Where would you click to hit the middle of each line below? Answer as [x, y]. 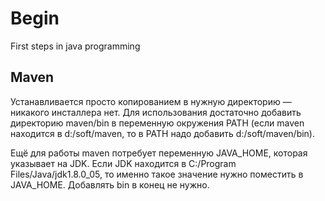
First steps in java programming [75, 46]
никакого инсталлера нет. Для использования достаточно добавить [156, 112]
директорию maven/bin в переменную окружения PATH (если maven [157, 123]
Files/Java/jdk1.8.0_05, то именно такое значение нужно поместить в [157, 174]
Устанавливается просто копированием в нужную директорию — [151, 101]
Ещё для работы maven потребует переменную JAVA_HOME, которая [159, 153]
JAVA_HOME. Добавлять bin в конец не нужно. [110, 184]
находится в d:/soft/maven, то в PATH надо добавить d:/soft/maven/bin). [162, 133]
